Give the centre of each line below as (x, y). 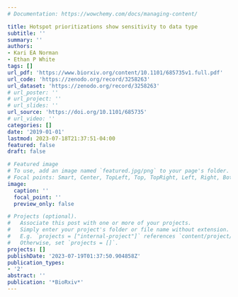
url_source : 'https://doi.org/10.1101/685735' (77, 112)
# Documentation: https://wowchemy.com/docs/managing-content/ (103, 14)
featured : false (31, 145)
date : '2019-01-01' (36, 132)
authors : (20, 47)
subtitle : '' (27, 33)
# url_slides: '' (33, 106)
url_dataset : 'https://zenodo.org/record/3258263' (84, 86)
